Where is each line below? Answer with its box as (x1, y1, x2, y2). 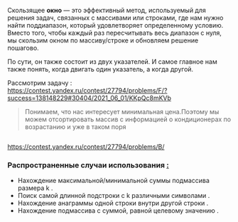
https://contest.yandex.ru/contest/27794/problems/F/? (7, 87, 168, 94)
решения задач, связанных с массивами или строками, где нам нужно (7, 13, 224, 22)
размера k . (17, 184, 53, 192)
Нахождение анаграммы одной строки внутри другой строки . (17, 199, 209, 208)
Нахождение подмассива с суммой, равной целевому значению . (17, 206, 219, 215)
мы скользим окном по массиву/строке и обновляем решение (7, 36, 199, 45)
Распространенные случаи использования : (7, 160, 169, 170)
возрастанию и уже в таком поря (24, 123, 126, 131)
